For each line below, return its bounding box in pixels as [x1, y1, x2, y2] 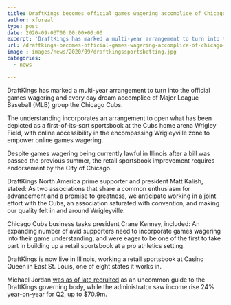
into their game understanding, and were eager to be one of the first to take [7, 234, 221, 242]
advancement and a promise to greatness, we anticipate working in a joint [7, 192, 217, 200]
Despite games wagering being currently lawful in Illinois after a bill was [7, 149, 211, 157]
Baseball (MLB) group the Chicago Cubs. [7, 100, 123, 109]
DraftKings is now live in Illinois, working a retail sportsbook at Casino [7, 255, 204, 263]
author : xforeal [7, 16, 54, 23]
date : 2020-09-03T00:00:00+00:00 [7, 29, 103, 36]
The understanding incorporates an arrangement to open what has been [7, 114, 212, 122]
